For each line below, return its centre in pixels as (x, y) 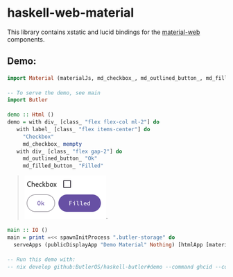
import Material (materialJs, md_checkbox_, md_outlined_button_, (105, 78)
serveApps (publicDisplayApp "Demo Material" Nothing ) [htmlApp (108, 244)
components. (26, 39)
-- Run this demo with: (42, 259)
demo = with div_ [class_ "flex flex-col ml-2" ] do (83, 122)
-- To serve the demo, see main (54, 93)
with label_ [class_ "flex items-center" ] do (83, 129)
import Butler (28, 100)
